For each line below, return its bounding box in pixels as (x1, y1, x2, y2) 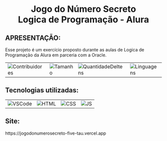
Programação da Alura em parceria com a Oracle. (5, 52, 107, 58)
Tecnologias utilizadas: (5, 86, 79, 94)
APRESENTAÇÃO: (5, 34, 61, 42)
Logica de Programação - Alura (18, 14, 149, 25)
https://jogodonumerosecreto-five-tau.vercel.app (5, 130, 106, 136)
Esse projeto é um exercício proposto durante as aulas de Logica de (5, 47, 145, 52)
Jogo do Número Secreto (30, 3, 137, 15)
